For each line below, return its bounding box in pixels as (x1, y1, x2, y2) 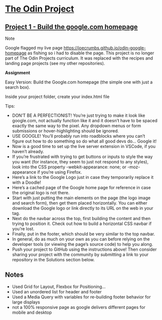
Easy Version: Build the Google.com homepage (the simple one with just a (5, 79, 153, 85)
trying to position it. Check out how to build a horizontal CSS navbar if (12, 221, 152, 226)
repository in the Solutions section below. (12, 257, 95, 262)
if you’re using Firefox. (37, 169, 82, 175)
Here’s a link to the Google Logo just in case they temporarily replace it (12, 175, 154, 180)
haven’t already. (12, 149, 45, 154)
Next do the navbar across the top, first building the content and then (12, 216, 151, 221)
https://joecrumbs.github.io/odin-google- (64, 45, 146, 50)
